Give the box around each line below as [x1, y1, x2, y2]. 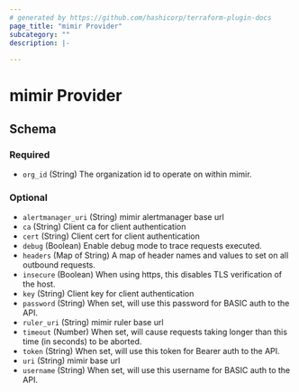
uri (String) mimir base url [22, 355, 121, 366]
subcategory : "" [9, 30, 70, 39]
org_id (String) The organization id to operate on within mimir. [22, 169, 252, 179]
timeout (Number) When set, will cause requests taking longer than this [22, 326, 288, 338]
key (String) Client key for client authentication [22, 288, 195, 299]
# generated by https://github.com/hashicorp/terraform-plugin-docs [9, 13, 272, 23]
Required [9, 148, 50, 160]
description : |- [9, 38, 70, 48]
